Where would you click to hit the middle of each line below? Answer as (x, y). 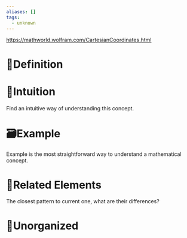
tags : (13, 17)
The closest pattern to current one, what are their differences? (83, 201)
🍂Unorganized (42, 226)
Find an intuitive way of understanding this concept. (70, 108)
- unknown (24, 23)
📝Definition (35, 64)
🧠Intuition (31, 91)
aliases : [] (21, 12)
